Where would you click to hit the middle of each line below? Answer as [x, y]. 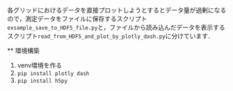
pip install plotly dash [53, 74]
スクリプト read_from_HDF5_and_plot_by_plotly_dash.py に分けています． [111, 36]
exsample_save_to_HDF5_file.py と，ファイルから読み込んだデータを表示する [116, 27]
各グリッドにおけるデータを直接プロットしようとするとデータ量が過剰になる [117, 10]
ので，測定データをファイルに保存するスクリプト [77, 19]
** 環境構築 [23, 51]
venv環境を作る [40, 65]
